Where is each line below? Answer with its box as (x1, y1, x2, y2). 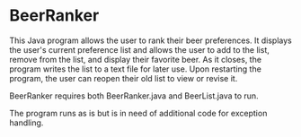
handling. (9, 117, 44, 128)
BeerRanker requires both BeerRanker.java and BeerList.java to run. (9, 90, 259, 101)
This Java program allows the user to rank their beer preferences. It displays (9, 35, 292, 46)
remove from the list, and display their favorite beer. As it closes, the (9, 54, 262, 64)
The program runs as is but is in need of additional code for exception (9, 107, 268, 118)
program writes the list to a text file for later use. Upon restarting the (9, 64, 262, 74)
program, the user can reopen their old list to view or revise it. (9, 73, 238, 83)
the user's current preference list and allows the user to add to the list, (9, 44, 270, 55)
